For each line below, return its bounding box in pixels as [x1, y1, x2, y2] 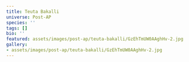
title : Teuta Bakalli [6, 8, 60, 15]
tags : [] [6, 25, 28, 31]
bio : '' [6, 31, 25, 37]
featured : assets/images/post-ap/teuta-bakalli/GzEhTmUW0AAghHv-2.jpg [6, 36, 184, 42]
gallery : [6, 42, 28, 48]
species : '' [6, 19, 35, 25]
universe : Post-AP [6, 14, 51, 20]
